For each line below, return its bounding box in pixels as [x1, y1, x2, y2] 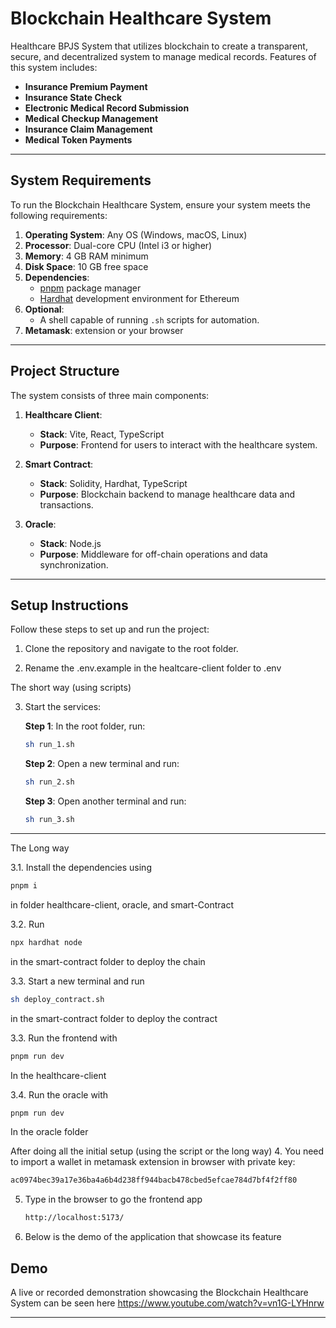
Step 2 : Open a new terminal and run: [24, 758, 180, 770]
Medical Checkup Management [24, 112, 159, 124]
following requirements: [10, 209, 108, 221]
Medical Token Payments [24, 133, 133, 146]
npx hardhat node [10, 937, 83, 947]
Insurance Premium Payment [24, 80, 148, 92]
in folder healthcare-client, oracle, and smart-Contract [10, 898, 235, 911]
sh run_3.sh [24, 815, 75, 825]
